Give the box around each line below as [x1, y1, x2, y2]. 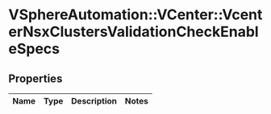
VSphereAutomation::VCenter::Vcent [8, 6, 263, 24]
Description [71, 96, 117, 106]
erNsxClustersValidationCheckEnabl [8, 22, 260, 41]
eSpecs [8, 40, 60, 58]
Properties [8, 71, 63, 85]
